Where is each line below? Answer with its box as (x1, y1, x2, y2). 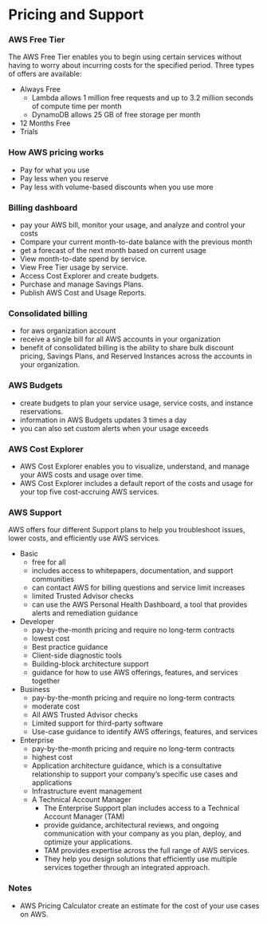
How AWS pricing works (8, 147, 104, 158)
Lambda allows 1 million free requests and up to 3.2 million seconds (31, 93, 253, 103)
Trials (19, 127, 38, 136)
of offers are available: (8, 69, 82, 79)
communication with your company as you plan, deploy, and (43, 828, 241, 839)
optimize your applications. (43, 837, 133, 847)
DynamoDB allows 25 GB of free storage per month (31, 110, 201, 120)
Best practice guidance (31, 642, 108, 652)
